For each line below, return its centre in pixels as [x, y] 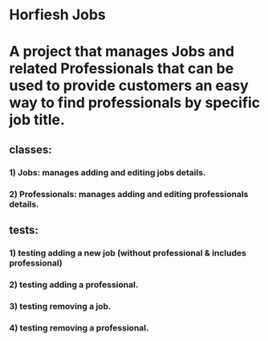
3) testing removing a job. [60, 306]
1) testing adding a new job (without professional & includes [128, 253]
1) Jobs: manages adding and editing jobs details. [108, 172]
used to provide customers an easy [129, 86]
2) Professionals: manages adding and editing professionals [129, 194]
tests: [24, 230]
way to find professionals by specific [135, 103]
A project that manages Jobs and [122, 52]
